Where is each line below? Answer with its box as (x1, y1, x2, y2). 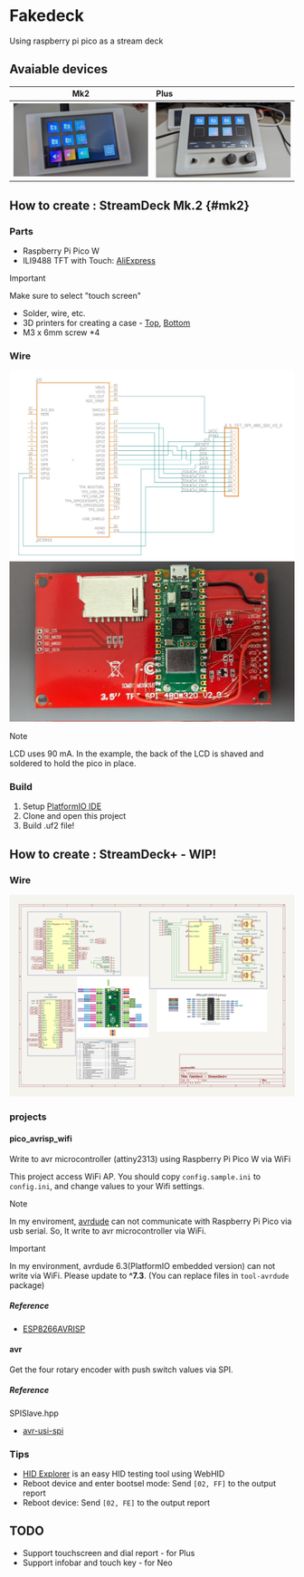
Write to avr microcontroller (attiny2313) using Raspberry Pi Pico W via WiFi (9, 1153, 291, 1164)
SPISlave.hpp (9, 1408, 59, 1418)
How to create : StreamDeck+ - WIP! (9, 846, 217, 861)
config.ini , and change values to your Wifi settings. (9, 1180, 205, 1191)
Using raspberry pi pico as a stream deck (9, 35, 164, 46)
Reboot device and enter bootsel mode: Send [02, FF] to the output (22, 1478, 276, 1489)
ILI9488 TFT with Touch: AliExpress (22, 255, 157, 266)
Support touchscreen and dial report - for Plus (22, 1547, 195, 1558)
